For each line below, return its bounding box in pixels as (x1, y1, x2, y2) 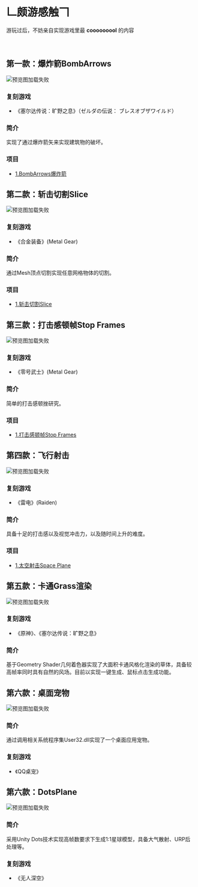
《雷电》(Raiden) (14, 499, 58, 506)
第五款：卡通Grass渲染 (6, 581, 92, 591)
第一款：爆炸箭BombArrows (6, 58, 112, 69)
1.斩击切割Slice (14, 301, 52, 308)
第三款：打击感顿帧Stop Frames (6, 320, 126, 330)
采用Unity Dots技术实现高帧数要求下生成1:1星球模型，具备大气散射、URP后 (6, 835, 191, 842)
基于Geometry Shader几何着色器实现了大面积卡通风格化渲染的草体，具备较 (6, 661, 192, 668)
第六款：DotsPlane (6, 787, 77, 797)
